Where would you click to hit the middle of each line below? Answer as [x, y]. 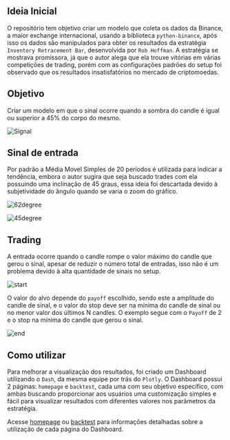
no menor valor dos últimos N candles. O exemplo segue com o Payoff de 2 [115, 313]
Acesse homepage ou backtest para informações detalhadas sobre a [105, 422]
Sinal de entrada [43, 153]
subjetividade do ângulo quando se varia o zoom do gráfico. [92, 191]
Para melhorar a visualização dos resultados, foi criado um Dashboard [107, 372]
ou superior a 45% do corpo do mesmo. [64, 117]
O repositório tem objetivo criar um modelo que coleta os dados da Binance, [115, 28]
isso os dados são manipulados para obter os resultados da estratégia [107, 42]
